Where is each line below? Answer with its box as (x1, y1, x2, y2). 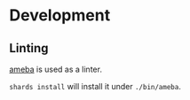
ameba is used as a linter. (9, 64, 102, 74)
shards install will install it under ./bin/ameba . (9, 81, 182, 91)
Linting (9, 41, 49, 56)
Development (9, 5, 111, 26)
